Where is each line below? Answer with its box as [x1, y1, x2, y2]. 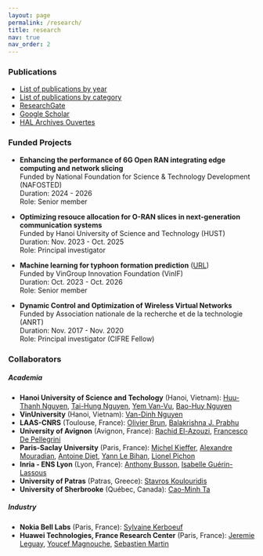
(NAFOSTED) [19, 180, 63, 189]
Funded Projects [8, 137, 72, 148]
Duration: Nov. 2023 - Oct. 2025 [19, 237, 124, 246]
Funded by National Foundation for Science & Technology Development [19, 172, 250, 181]
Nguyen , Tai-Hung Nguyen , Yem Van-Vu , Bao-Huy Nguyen [41, 401, 232, 410]
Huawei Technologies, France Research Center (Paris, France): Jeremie [19, 530, 255, 540]
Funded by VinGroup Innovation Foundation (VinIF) [19, 268, 184, 278]
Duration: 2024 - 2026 [19, 188, 92, 198]
